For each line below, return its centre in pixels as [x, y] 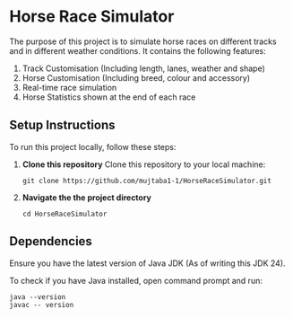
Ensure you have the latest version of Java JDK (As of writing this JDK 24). [147, 263]
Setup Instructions [62, 125]
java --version [38, 297]
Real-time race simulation [69, 87]
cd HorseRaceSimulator [65, 214]
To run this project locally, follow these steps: [93, 146]
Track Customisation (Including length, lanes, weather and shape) [144, 68]
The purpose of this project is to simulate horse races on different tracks [143, 41]
